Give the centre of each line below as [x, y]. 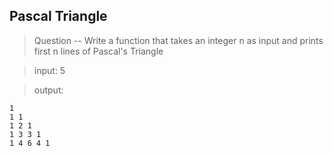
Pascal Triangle [58, 16]
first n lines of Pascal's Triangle [98, 51]
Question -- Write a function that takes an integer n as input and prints [178, 40]
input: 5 [49, 70]
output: [48, 90]
